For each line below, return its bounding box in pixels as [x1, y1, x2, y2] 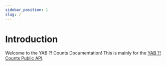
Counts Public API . [5, 55, 44, 61]
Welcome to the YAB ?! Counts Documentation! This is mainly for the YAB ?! [5, 50, 161, 56]
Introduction [5, 33, 58, 45]
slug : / [5, 12, 22, 17]
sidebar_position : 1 [5, 7, 49, 12]
